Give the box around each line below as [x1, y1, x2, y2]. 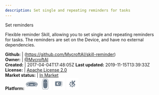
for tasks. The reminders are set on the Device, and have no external [5, 37, 144, 43]
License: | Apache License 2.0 [5, 67, 67, 73]
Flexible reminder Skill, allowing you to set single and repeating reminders [5, 31, 154, 37]
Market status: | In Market [5, 72, 59, 78]
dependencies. [5, 42, 35, 47]
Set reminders [5, 22, 34, 28]
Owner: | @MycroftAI [5, 56, 49, 62]
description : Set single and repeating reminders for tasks [5, 8, 131, 13]
